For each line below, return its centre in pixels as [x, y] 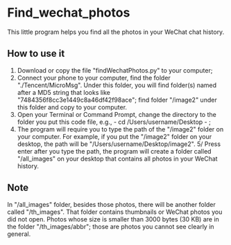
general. [19, 234]
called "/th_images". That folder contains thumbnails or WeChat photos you [115, 212]
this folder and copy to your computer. [72, 107]
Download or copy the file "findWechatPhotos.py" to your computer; [115, 70]
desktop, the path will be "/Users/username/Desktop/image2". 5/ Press [119, 144]
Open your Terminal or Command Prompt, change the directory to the [117, 114]
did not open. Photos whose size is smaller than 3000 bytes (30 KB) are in [113, 219]
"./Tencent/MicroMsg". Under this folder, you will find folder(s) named [117, 85]
